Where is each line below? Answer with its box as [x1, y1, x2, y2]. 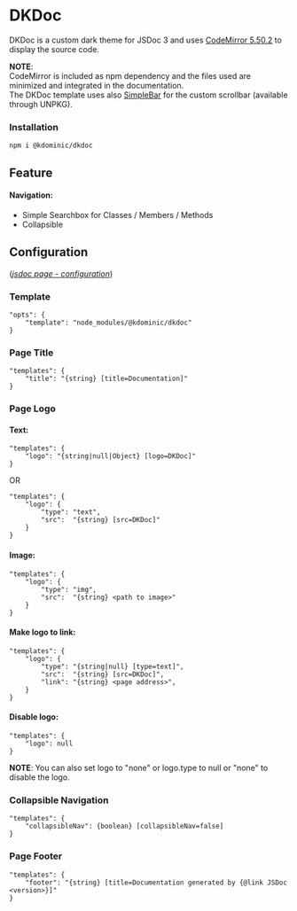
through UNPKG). [9, 98, 73, 109]
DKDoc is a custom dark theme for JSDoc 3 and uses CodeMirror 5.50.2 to [9, 35, 282, 45]
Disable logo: [9, 712, 59, 722]
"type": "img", [41, 585, 98, 594]
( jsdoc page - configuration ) [9, 268, 113, 279]
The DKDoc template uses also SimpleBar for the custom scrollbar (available [9, 90, 288, 100]
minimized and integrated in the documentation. [9, 80, 184, 90]
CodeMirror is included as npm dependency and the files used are [9, 70, 251, 81]
